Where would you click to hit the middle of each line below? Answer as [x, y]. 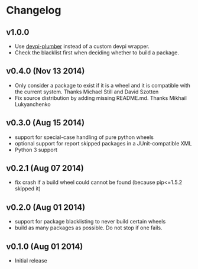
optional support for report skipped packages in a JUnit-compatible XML [103, 143]
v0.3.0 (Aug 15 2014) [45, 123]
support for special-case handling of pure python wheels [84, 137]
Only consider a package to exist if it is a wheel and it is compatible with [103, 85]
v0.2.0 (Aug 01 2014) [46, 207]
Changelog [34, 10]
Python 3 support [36, 150]
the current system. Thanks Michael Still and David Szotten [87, 92]
